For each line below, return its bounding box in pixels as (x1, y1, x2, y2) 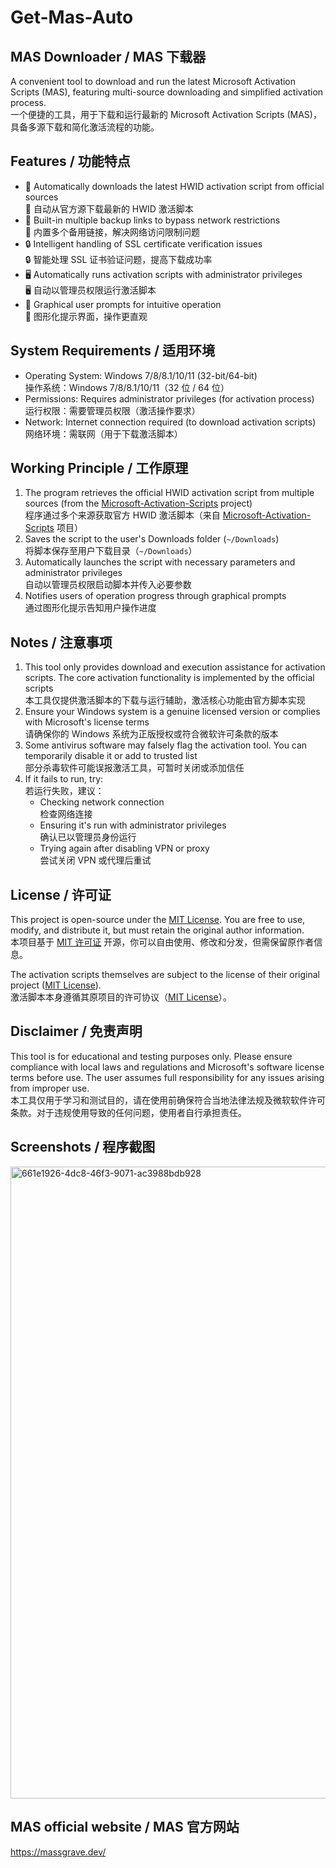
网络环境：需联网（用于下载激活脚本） (24, 427, 183, 440)
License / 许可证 (10, 886, 112, 903)
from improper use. (10, 1082, 90, 1094)
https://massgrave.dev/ (10, 1846, 107, 1858)
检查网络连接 (39, 808, 93, 820)
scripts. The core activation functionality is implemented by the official (24, 672, 315, 684)
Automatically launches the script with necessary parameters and (24, 556, 296, 568)
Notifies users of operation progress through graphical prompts (24, 590, 287, 602)
